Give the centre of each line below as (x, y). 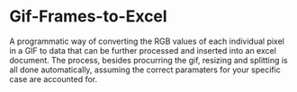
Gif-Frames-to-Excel (89, 17)
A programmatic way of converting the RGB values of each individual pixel (147, 41)
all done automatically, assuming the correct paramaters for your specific (145, 70)
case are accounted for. (53, 79)
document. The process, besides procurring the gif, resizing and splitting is (148, 60)
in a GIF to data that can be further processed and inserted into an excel (143, 50)
